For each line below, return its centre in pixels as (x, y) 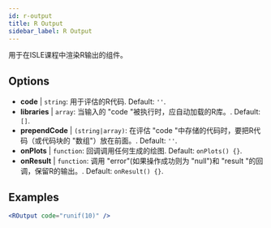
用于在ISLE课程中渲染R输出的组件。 (68, 55)
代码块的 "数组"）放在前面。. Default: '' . (110, 141)
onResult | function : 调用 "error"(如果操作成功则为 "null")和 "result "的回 (142, 161)
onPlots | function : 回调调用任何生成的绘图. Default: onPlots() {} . (131, 151)
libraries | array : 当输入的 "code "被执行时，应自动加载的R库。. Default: (140, 112)
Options (29, 81)
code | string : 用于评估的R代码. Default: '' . (93, 101)
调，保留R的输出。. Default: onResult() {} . (92, 171)
